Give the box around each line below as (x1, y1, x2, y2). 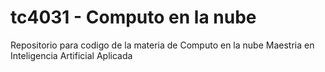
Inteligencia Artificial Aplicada (10, 49, 133, 61)
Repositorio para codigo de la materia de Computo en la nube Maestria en (10, 39, 315, 51)
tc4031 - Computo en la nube (10, 6, 257, 29)
